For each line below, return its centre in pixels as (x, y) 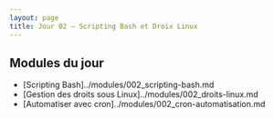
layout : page (34, 18)
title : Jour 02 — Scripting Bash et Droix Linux (104, 26)
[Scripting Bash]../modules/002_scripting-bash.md (118, 85)
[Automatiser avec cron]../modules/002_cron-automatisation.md (144, 104)
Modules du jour (57, 63)
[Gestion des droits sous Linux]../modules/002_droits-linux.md (140, 94)
